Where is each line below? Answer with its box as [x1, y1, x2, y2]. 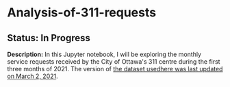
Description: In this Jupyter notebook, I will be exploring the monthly [7, 50, 202, 58]
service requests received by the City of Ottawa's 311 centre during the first [7, 58, 220, 66]
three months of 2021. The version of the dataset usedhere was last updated [7, 65, 223, 73]
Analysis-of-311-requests [7, 5, 156, 21]
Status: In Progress [7, 32, 91, 44]
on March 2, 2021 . [7, 72, 58, 80]
